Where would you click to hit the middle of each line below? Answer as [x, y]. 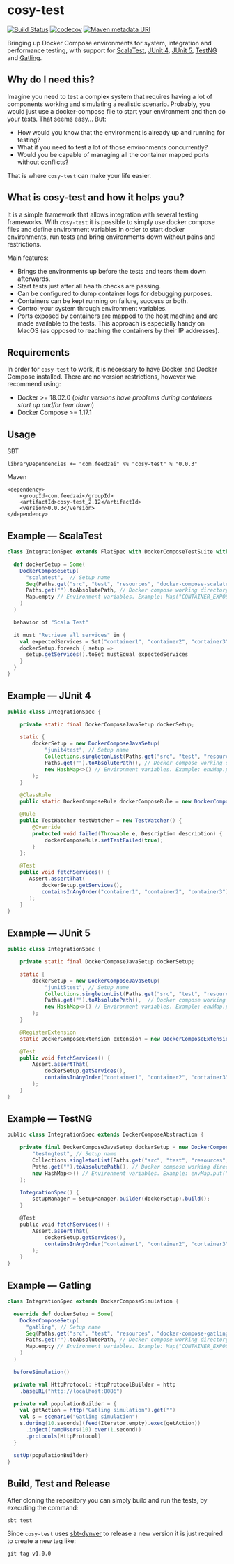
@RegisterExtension [48, 1032]
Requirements [38, 352]
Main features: [28, 258]
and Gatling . [25, 57]
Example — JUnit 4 [49, 696]
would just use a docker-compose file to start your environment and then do [117, 111]
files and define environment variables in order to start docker [96, 229]
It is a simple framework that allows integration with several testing [103, 214]
